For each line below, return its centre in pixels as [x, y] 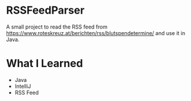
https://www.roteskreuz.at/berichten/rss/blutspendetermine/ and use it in [96, 33]
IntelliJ [23, 86]
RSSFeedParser [45, 10]
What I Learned [44, 64]
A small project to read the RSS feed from [57, 27]
